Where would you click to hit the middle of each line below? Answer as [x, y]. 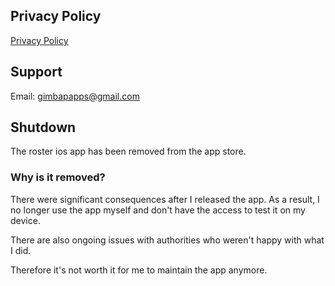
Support [36, 72]
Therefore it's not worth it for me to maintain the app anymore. [139, 270]
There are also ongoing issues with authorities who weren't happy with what [167, 240]
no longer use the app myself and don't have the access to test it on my [158, 210]
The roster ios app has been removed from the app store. [128, 151]
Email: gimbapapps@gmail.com [75, 96]
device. [25, 220]
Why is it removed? [58, 177]
